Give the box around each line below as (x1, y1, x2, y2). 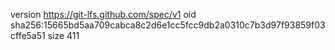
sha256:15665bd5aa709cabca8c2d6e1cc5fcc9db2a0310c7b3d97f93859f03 (10, 19, 326, 31)
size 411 (47, 30, 80, 41)
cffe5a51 (10, 30, 46, 41)
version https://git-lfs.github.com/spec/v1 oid (10, 9, 197, 20)
